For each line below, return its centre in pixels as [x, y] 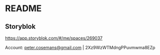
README [23, 9]
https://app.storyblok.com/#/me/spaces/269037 [54, 38]
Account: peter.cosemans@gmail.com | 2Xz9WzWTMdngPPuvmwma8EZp [80, 47]
